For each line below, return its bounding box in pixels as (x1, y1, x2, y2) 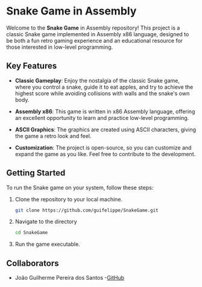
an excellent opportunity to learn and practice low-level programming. (14, 114, 189, 121)
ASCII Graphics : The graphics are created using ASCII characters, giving (14, 125, 197, 133)
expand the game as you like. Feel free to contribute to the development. (14, 150, 196, 157)
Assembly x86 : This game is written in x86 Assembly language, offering (14, 107, 195, 115)
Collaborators (6, 258, 59, 268)
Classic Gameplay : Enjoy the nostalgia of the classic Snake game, (14, 77, 180, 84)
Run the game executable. (14, 241, 80, 248)
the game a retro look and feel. (14, 132, 92, 139)
